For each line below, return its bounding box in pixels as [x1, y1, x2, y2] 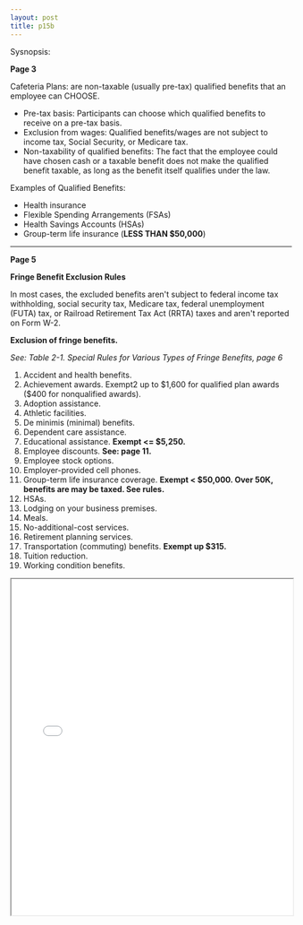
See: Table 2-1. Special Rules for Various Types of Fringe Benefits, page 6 [10, 351, 283, 363]
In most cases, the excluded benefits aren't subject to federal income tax [10, 289, 279, 299]
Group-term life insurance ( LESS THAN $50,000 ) [22, 228, 206, 238]
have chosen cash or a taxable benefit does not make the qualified [22, 155, 269, 166]
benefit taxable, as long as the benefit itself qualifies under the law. [22, 165, 271, 176]
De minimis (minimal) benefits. [22, 417, 135, 428]
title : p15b [10, 22, 55, 30]
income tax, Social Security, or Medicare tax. [22, 136, 189, 147]
